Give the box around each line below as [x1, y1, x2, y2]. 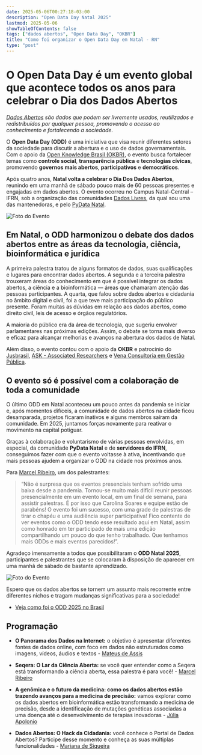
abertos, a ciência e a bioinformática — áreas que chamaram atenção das [6, 284, 189, 291]
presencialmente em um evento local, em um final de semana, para [20, 494, 188, 501]
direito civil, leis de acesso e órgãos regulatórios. [6, 309, 127, 316]
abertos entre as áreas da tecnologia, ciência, [6, 239, 181, 249]
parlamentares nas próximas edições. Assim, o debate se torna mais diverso [6, 327, 195, 334]
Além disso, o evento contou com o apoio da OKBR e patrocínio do [6, 345, 172, 352]
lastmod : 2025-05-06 [6, 20, 58, 26]
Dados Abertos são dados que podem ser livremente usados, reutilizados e [6, 114, 194, 121]
